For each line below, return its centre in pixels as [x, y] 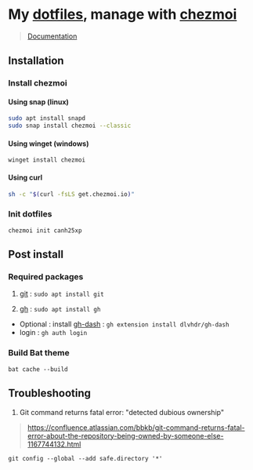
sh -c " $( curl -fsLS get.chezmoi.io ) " [71, 194]
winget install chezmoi [47, 160]
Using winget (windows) [49, 144]
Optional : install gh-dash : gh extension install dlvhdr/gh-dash [124, 324]
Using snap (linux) [38, 102]
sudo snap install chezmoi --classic [70, 126]
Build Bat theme [39, 353]
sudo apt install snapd [47, 118]
